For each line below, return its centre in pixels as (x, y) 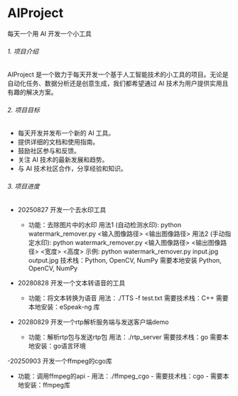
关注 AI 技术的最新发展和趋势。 (63, 160)
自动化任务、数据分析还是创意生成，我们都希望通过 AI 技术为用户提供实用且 (118, 84)
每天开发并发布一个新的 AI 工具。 (66, 133)
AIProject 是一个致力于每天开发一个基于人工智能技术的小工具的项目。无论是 (118, 75)
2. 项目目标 (24, 110)
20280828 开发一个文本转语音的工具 (71, 282)
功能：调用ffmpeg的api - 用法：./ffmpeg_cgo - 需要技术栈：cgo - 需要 (120, 376)
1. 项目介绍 (23, 51)
